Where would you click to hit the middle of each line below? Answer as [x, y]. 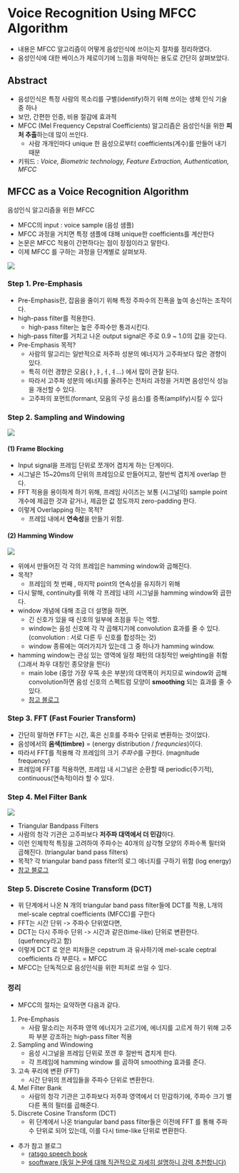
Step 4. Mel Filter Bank [47, 796]
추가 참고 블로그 [40, 1145]
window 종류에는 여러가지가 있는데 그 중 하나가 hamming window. [122, 646]
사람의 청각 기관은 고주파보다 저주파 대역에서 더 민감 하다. [96, 834]
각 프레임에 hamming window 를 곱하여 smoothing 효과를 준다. [117, 1062]
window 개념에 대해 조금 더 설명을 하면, [73, 610]
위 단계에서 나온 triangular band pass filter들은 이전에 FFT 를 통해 [121, 1122]
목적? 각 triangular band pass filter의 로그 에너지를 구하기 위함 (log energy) [124, 861]
